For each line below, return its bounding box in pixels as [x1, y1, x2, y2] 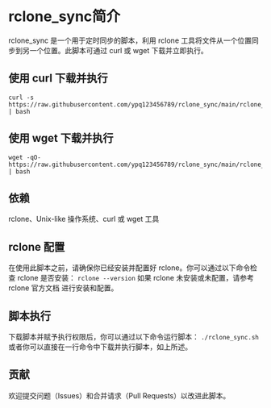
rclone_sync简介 [8, 7, 121, 26]
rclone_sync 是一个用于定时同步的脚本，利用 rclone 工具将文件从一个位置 [8, 35, 252, 45]
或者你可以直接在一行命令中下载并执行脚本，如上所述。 [8, 342, 192, 352]
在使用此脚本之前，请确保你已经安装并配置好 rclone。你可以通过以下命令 [8, 263, 251, 273]
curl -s [8, 94, 35, 102]
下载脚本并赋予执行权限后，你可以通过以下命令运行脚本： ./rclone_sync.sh [8, 332, 260, 341]
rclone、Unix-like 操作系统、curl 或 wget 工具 [8, 214, 160, 224]
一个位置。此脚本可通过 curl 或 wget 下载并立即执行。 [29, 45, 208, 55]
